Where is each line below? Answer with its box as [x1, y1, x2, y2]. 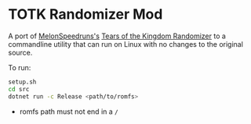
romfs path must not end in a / [19, 107, 119, 116]
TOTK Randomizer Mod [8, 5, 163, 23]
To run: [8, 62, 31, 72]
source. [8, 48, 33, 57]
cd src [8, 85, 30, 93]
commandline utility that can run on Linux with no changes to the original [8, 39, 243, 48]
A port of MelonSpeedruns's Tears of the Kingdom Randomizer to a [8, 31, 226, 41]
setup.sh [8, 78, 37, 86]
